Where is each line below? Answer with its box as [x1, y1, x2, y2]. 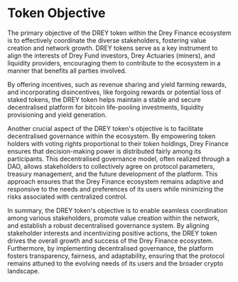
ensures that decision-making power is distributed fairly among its [7, 147, 202, 155]
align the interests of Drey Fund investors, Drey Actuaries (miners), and [7, 51, 215, 60]
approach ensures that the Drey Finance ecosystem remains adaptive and [7, 177, 224, 186]
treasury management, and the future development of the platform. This [7, 169, 218, 178]
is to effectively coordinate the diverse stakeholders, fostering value [7, 36, 207, 44]
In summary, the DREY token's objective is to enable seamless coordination [7, 206, 228, 214]
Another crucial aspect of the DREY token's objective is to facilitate [7, 124, 204, 132]
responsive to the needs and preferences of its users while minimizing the [7, 184, 224, 193]
